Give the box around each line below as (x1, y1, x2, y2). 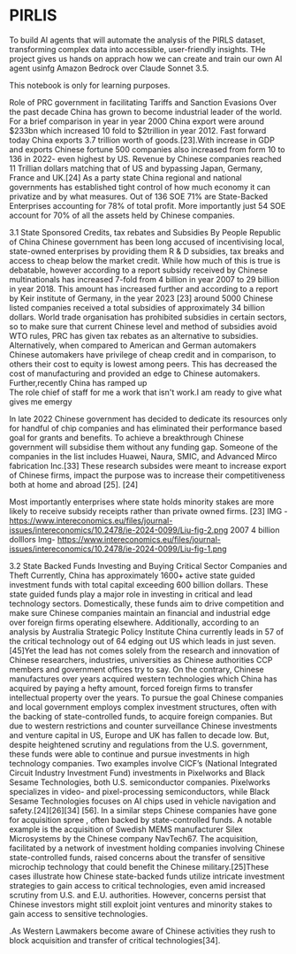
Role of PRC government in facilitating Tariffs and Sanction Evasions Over (9, 96, 277, 107)
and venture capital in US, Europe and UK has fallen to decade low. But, (9, 729, 269, 740)
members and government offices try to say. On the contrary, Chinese (9, 664, 264, 674)
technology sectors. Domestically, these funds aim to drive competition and (9, 598, 285, 609)
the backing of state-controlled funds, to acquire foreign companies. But (9, 711, 273, 721)
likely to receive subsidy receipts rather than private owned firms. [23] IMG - (9, 505, 289, 516)
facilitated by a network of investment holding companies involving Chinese (9, 842, 285, 853)
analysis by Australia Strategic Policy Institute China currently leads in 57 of (9, 626, 285, 637)
